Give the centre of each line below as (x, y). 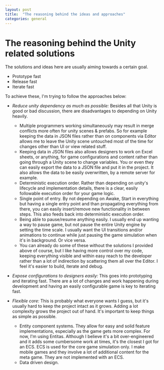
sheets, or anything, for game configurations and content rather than (88, 157)
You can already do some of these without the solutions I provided (86, 246)
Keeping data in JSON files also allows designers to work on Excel (86, 152)
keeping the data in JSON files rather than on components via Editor (88, 136)
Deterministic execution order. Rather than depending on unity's (84, 183)
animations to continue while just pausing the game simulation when (88, 235)
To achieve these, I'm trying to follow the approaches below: (66, 97)
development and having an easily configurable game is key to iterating (84, 286)
